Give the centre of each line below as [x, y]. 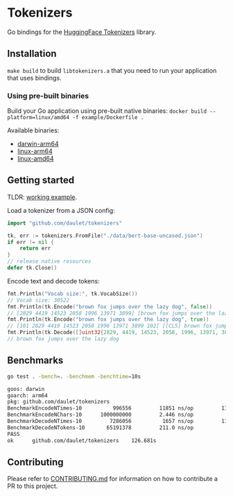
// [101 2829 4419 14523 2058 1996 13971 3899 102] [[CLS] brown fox [110, 326]
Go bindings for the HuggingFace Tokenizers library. [82, 32]
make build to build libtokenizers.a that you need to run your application [112, 70]
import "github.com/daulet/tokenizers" [65, 223]
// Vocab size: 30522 [38, 300]
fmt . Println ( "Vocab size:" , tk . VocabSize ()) [72, 294]
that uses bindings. [34, 78]
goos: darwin [26, 389]
